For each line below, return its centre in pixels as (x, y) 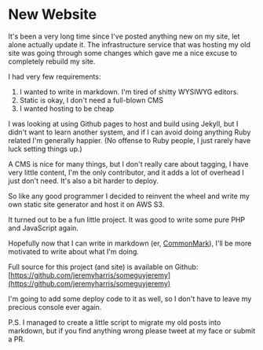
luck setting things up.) (45, 149)
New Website (52, 15)
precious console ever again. (55, 307)
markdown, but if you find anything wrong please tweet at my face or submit (132, 330)
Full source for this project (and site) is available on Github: (103, 267)
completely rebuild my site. (52, 61)
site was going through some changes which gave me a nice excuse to (123, 53)
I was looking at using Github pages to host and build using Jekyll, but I (123, 123)
